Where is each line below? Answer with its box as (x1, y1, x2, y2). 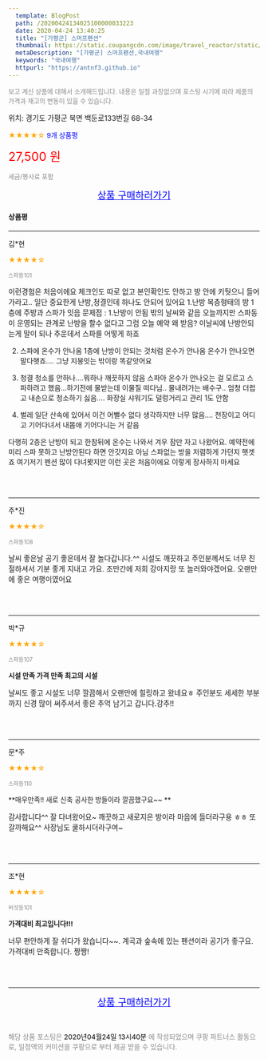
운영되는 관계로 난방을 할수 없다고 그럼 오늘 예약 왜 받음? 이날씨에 (17, 318, 226, 328)
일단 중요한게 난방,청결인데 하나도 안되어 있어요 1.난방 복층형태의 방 (34, 297, 250, 307)
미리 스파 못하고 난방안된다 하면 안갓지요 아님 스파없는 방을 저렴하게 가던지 (8, 447, 241, 456)
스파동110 (8, 780, 33, 788)
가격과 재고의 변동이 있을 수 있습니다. (8, 97, 114, 105)
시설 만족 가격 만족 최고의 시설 (8, 671, 98, 680)
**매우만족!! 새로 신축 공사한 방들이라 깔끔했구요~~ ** (8, 795, 171, 804)
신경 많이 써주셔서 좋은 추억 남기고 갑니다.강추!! (23, 698, 175, 708)
